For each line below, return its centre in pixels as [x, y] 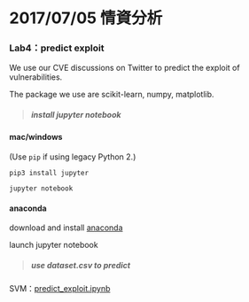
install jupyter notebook [76, 115]
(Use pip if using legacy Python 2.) [73, 157]
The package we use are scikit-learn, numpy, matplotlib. [112, 95]
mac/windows [36, 137]
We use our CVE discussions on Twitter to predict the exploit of [125, 68]
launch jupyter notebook [54, 245]
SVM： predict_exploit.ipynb [60, 289]
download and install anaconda [66, 228]
